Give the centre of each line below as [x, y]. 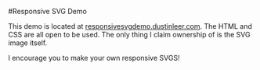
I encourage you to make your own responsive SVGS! [94, 58]
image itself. [28, 43]
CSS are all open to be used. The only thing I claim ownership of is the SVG [129, 35]
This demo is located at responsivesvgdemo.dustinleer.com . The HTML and [130, 26]
